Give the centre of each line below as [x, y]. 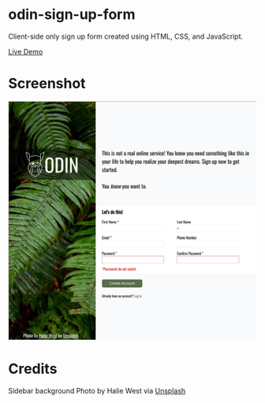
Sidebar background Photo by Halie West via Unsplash [97, 390]
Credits [33, 369]
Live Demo [26, 51]
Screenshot [47, 84]
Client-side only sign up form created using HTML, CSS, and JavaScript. [126, 36]
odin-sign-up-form [72, 15]
